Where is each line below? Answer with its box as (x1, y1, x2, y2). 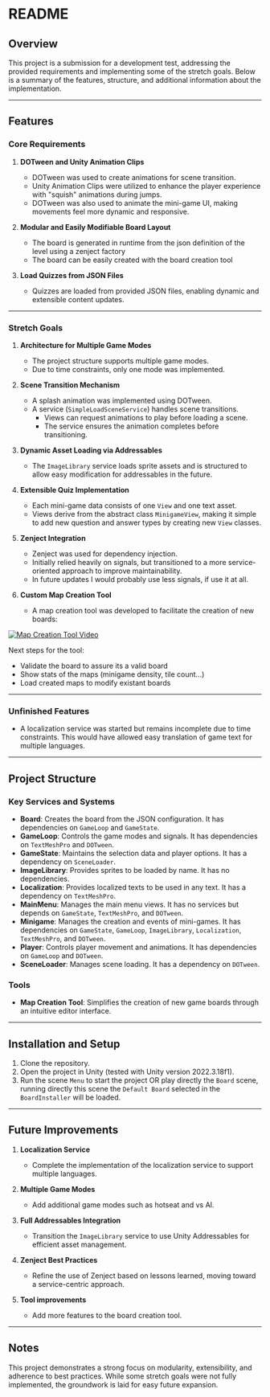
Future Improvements (8, 1123, 119, 1137)
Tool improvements (19, 1295, 87, 1305)
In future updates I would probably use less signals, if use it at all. (31, 574, 249, 584)
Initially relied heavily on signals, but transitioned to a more (31, 557, 227, 567)
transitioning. (43, 429, 88, 439)
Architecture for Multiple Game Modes (19, 340, 152, 350)
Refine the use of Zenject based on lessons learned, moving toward (31, 1271, 256, 1280)
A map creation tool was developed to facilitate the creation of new (31, 605, 255, 615)
